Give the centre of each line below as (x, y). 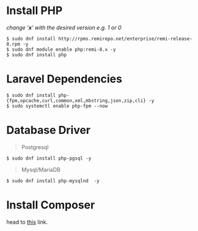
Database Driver (48, 130)
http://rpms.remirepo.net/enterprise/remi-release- (125, 38)
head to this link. (27, 222)
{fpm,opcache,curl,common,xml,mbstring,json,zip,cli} (76, 101)
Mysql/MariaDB (41, 169)
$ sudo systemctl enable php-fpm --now (57, 106)
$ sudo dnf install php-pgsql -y (49, 158)
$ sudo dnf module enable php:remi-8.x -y (61, 50)
